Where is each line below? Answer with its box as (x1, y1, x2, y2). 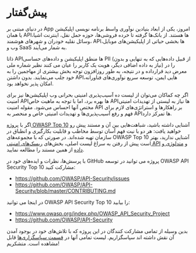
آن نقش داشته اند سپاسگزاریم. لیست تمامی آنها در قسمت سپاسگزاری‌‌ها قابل (6, 234, 174, 241)
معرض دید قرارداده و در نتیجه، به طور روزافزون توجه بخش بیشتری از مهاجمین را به (6, 67, 187, 74)
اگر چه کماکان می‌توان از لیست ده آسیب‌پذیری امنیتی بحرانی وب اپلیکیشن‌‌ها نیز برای (6, 91, 189, 98)
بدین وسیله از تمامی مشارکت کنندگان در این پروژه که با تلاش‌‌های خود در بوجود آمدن (6, 227, 188, 234)
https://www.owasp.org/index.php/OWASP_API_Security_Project (15, 210, 170, 217)
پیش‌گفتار (6, 6, 47, 19)
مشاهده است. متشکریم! (6, 240, 60, 247)
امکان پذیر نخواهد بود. (6, 79, 54, 87)
